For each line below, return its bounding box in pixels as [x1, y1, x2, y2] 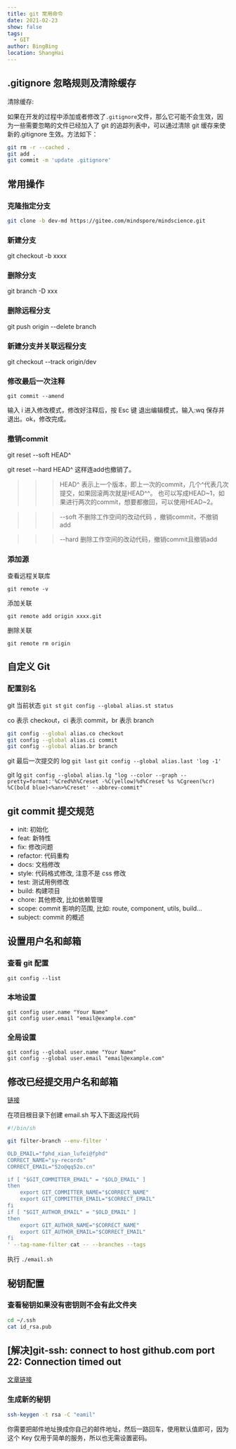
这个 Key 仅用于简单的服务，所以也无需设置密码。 [7, 1434, 151, 1442]
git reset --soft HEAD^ [7, 451, 72, 459]
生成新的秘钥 [7, 1395, 51, 1405]
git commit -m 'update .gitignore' [7, 157, 112, 164]
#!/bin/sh [7, 1125, 37, 1132]
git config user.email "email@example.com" [7, 1015, 137, 1022]
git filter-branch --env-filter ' [7, 1138, 109, 1145]
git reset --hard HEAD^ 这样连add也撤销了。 [7, 465, 136, 473]
